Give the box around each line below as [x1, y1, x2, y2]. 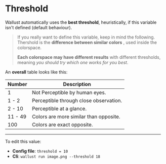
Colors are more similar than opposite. [32, 113, 121, 120]
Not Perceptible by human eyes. [32, 89, 106, 96]
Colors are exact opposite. [32, 121, 93, 128]
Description [63, 81, 91, 87]
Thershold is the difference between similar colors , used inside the [17, 39, 157, 45]
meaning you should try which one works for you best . [17, 59, 128, 65]
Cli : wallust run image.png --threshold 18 [12, 153, 100, 159]
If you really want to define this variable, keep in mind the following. [17, 34, 155, 40]
